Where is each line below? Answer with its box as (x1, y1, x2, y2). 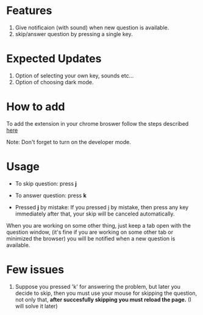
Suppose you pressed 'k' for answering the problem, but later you (15, 283, 181, 290)
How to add (6, 100, 65, 114)
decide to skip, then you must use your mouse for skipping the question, (15, 289, 198, 297)
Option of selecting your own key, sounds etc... (15, 71, 134, 79)
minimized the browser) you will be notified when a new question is (6, 234, 176, 242)
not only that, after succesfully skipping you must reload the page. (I (15, 295, 192, 303)
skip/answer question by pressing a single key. (15, 30, 133, 37)
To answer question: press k (15, 192, 87, 199)
